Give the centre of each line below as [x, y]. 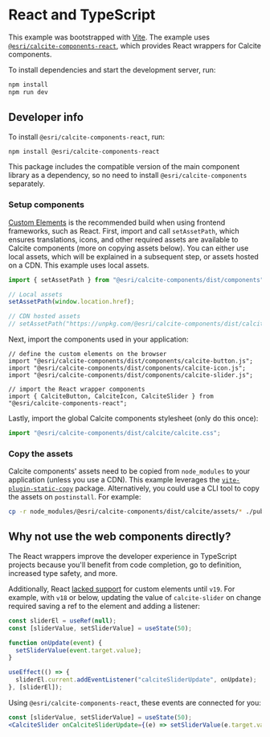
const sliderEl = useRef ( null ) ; [62, 621]
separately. [27, 184]
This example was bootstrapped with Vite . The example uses [109, 37]
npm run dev [28, 92]
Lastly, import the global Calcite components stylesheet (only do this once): [133, 418]
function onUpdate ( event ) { [55, 643]
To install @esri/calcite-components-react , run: [87, 137]
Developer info [46, 117]
